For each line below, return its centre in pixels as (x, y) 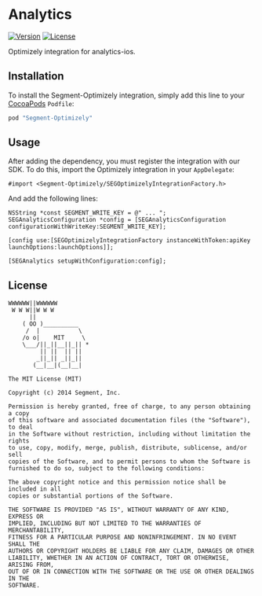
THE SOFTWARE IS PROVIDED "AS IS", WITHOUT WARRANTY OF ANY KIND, (119, 510)
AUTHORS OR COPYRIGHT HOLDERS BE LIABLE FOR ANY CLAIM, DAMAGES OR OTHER (131, 551)
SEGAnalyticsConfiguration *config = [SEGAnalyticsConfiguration (117, 220)
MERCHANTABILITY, (36, 531)
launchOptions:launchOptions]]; (61, 248)
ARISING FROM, (31, 565)
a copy (19, 414)
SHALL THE (24, 544)
